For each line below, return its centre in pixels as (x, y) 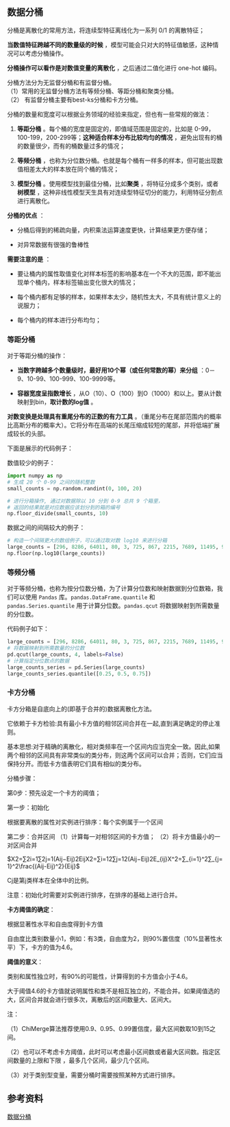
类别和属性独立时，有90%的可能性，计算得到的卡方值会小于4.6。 (99, 976)
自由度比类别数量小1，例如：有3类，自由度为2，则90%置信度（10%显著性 (112, 938)
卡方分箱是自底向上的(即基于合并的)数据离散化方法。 (81, 709)
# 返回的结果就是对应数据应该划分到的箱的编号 (64, 507)
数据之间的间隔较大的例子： (46, 527)
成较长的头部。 (28, 434)
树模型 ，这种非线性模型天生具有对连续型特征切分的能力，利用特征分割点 (120, 192)
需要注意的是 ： (29, 259)
